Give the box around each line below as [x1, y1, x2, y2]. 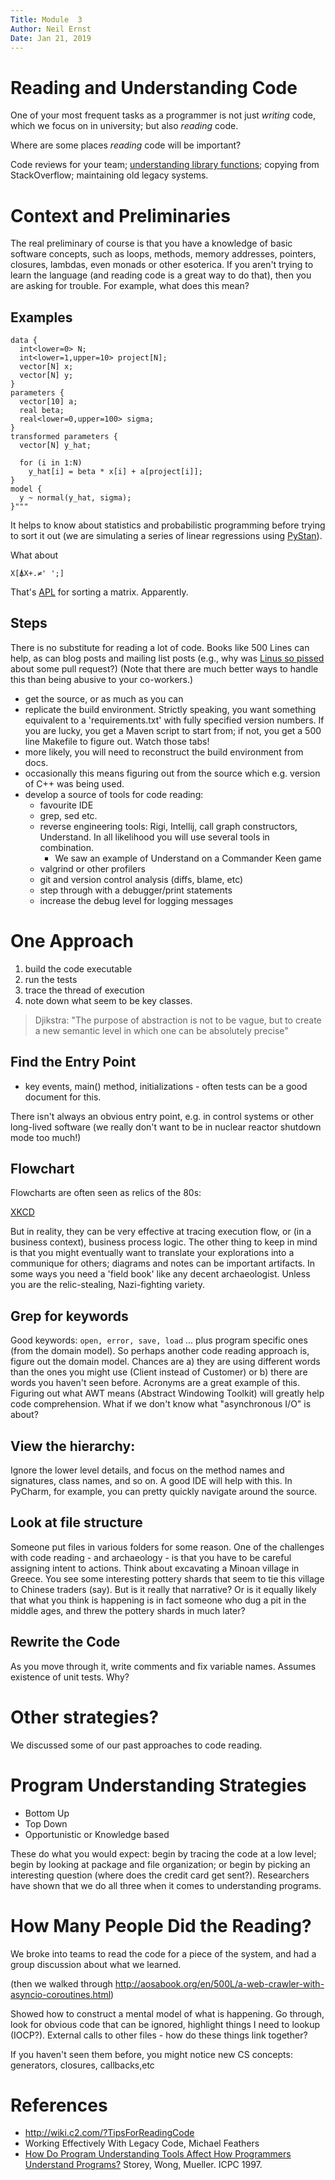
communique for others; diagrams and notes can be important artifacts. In [10, 1257, 316, 1270]
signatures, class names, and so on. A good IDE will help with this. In [10, 1475, 293, 1487]
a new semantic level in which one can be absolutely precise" [34, 1024, 289, 1036]
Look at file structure [10, 1514, 143, 1531]
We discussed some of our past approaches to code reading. [10, 1739, 263, 1751]
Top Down [24, 1817, 68, 1830]
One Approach [10, 930, 134, 953]
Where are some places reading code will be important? [10, 139, 242, 151]
